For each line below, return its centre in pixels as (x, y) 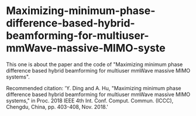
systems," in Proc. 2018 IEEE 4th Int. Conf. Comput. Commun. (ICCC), (90, 100)
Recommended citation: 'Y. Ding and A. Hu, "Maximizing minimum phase (94, 88)
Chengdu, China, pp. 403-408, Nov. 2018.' (57, 107)
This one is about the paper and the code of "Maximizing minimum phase (94, 64)
